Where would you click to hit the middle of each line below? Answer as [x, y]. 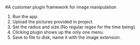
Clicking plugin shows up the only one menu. [58, 32]
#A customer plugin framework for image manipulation [61, 7]
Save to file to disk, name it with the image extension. [67, 37]
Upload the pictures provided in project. [53, 22]
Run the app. [25, 16]
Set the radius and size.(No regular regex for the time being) [73, 27]
